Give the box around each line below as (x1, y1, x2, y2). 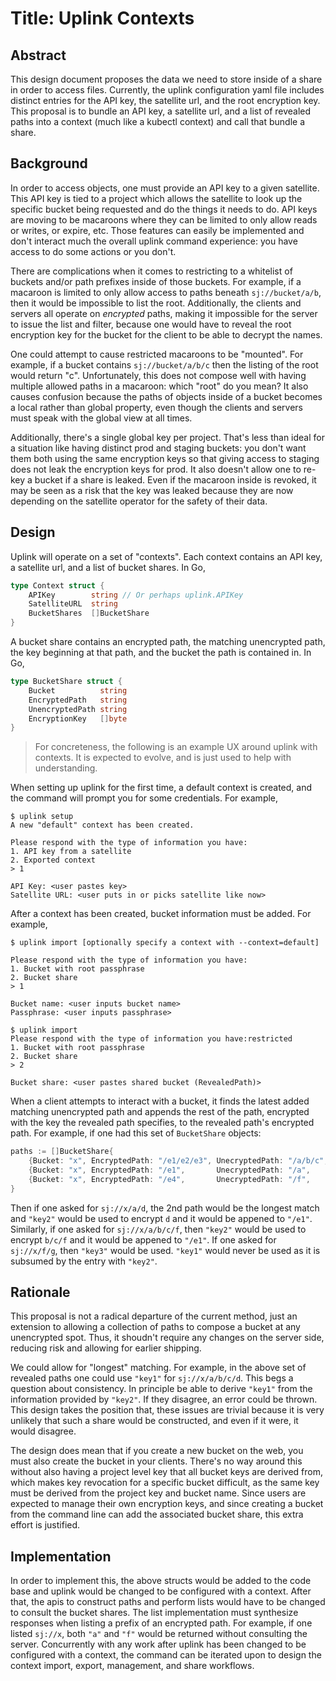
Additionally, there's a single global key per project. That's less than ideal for (10, 431, 325, 443)
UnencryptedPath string (28, 704, 128, 714)
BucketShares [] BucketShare (28, 608, 150, 619)
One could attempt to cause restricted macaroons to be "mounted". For (10, 348, 304, 360)
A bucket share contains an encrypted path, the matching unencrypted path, (10, 636, 326, 647)
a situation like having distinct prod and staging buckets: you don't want (10, 442, 307, 454)
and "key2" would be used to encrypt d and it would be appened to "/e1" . (10, 1212, 313, 1224)
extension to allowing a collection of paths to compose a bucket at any (10, 1321, 301, 1333)
